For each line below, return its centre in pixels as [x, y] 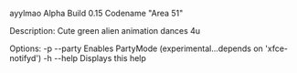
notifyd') [26, 58]
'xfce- [276, 48]
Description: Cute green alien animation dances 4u [105, 31]
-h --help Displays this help [95, 58]
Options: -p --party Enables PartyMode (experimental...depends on [136, 48]
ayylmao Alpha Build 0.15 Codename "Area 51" [96, 13]
